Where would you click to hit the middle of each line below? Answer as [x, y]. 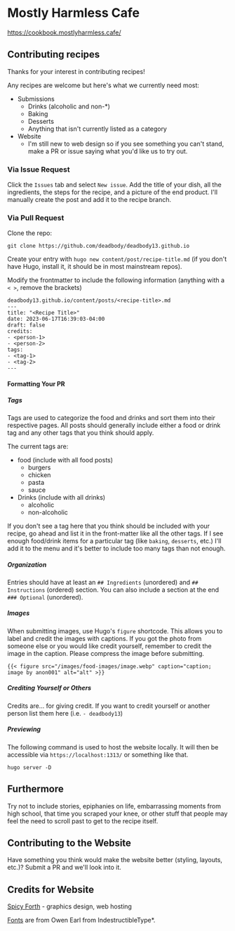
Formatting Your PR [36, 384]
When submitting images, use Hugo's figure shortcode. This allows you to [115, 631]
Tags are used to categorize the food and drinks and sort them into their [112, 417]
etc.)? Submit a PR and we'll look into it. [64, 868]
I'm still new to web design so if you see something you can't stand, [126, 144]
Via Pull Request [36, 217]
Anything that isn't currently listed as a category [97, 129]
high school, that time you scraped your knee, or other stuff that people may [117, 813]
